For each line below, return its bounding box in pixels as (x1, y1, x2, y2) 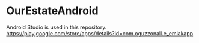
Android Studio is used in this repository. (6, 24, 107, 31)
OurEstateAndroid (6, 4, 99, 18)
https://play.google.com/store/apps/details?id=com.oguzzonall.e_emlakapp (6, 29, 194, 37)
